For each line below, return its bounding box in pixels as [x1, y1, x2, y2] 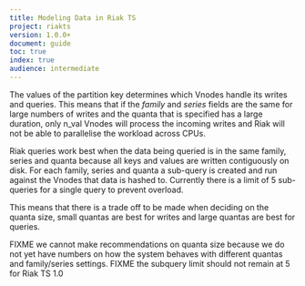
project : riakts [9, 22, 71, 31]
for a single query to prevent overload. [39, 184, 184, 195]
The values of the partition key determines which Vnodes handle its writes [9, 88, 289, 100]
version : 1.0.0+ [9, 30, 71, 39]
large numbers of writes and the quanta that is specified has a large [9, 108, 263, 119]
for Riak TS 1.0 [9, 268, 64, 279]
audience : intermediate [9, 65, 100, 74]
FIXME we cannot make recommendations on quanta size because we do [9, 239, 285, 250]
